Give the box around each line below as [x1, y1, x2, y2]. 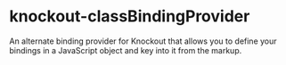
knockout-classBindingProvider [9, 6, 250, 27]
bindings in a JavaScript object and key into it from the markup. [9, 45, 242, 55]
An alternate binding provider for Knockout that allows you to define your [9, 36, 278, 46]
